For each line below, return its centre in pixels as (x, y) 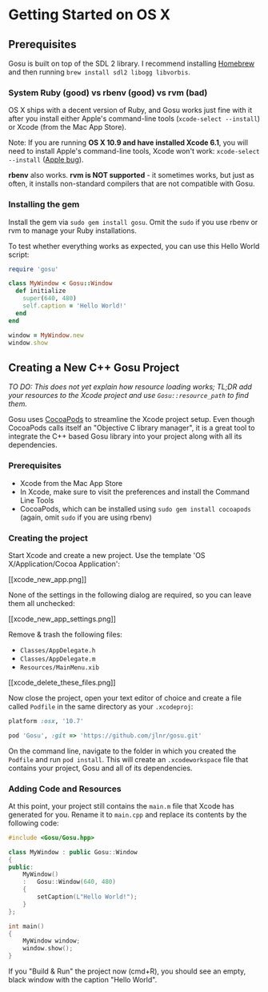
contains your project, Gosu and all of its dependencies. (100, 768)
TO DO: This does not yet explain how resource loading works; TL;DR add (130, 387)
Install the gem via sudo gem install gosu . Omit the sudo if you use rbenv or (133, 222)
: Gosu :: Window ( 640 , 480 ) (69, 882)
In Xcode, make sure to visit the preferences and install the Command (135, 492)
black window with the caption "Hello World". (83, 980)
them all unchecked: (42, 603)
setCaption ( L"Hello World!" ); (87, 897)
